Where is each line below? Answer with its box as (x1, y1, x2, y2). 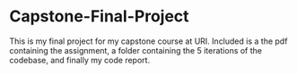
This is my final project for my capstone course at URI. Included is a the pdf (9, 36, 288, 46)
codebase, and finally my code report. (9, 54, 151, 65)
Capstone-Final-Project (9, 6, 190, 27)
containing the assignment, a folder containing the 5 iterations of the (9, 45, 263, 55)
